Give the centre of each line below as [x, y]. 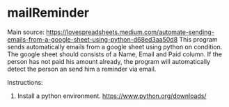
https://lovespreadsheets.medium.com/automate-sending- [130, 32]
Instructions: [25, 82]
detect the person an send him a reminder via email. [82, 69]
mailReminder [48, 13]
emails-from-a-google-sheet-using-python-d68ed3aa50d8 [93, 39]
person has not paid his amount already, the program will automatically [109, 61]
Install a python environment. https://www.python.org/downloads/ [112, 96]
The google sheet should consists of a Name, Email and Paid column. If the [115, 54]
